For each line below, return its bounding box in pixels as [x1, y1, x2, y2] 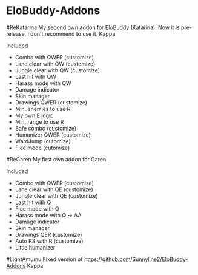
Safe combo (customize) [15, 124, 77, 132]
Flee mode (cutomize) [15, 144, 70, 151]
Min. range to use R [15, 118, 64, 125]
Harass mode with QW [15, 80, 71, 87]
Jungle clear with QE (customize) [15, 192, 98, 199]
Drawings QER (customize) [15, 231, 82, 238]
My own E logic [15, 112, 54, 119]
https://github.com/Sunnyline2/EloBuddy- [84, 256, 188, 263]
